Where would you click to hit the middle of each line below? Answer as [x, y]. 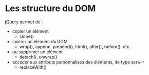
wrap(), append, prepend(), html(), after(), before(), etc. [75, 46]
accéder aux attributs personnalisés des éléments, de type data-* [78, 62]
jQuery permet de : [24, 22]
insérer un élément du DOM [40, 41]
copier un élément [30, 31]
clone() [27, 36]
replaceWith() [33, 67]
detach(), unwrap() [38, 57]
